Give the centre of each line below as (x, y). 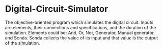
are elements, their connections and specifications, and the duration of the (81, 27)
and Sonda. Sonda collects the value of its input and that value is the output (81, 38)
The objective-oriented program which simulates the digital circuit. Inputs (79, 22)
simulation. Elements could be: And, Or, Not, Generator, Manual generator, (80, 33)
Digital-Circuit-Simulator (57, 9)
